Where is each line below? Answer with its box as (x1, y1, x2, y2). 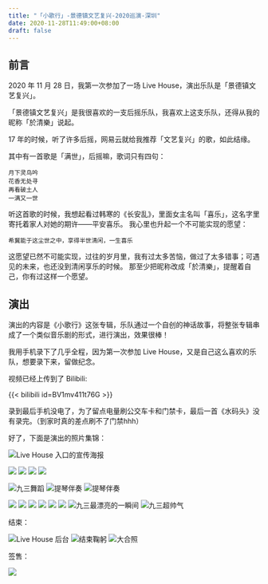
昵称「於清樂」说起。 (8, 117, 78, 128)
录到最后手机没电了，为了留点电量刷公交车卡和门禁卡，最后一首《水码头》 (8, 406, 253, 416)
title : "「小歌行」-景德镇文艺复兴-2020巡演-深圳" (8, 11, 161, 20)
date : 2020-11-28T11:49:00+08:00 (8, 19, 120, 27)
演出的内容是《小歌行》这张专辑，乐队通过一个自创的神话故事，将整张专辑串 (8, 320, 260, 329)
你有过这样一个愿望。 (22, 272, 93, 282)
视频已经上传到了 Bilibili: (8, 374, 88, 383)
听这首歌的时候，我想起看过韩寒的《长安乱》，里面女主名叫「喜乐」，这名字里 (8, 209, 260, 219)
